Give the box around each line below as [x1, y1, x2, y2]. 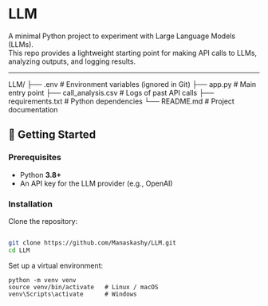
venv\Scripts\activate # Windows [8, 290, 137, 298]
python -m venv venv [8, 276, 77, 284]
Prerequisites [8, 152, 61, 163]
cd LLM [8, 246, 30, 254]
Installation [8, 198, 53, 210]
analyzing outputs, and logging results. [8, 57, 136, 66]
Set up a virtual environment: [8, 261, 104, 270]
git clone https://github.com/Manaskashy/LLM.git [8, 238, 177, 247]
